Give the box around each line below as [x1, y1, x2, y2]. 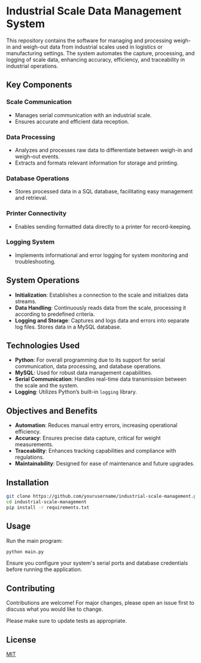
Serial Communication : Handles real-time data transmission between [14, 375, 187, 383]
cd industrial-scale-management [6, 498, 87, 505]
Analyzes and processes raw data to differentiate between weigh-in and [14, 146, 193, 154]
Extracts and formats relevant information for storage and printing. [14, 159, 179, 166]
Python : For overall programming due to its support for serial [14, 356, 166, 364]
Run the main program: [6, 537, 63, 544]
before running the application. [6, 566, 83, 573]
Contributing [6, 583, 55, 593]
